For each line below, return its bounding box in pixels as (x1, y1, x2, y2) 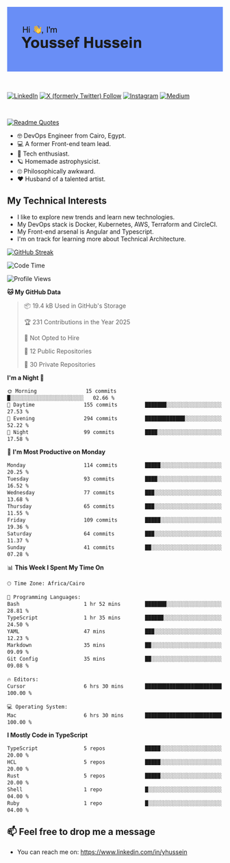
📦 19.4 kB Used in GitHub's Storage (23, 302, 127, 310)
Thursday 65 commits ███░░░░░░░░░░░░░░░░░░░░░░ (7, 503, 222, 510)
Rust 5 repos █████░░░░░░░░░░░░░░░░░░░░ (7, 773, 222, 779)
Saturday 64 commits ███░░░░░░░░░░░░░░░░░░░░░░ (7, 531, 222, 537)
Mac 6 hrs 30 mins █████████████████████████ (7, 712, 222, 719)
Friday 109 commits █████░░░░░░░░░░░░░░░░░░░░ (7, 517, 222, 524)
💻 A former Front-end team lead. (16, 140, 112, 148)
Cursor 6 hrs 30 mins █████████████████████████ (7, 683, 222, 690)
